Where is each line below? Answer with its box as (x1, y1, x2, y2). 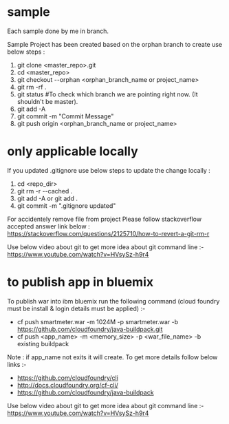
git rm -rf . (17, 83, 47, 91)
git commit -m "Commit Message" (17, 112, 114, 120)
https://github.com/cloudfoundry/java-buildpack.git (17, 325, 163, 333)
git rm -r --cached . (17, 187, 73, 195)
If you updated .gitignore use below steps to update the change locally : (7, 166, 211, 174)
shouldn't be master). (17, 97, 78, 105)
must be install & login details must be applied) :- (7, 304, 146, 312)
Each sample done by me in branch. (7, 27, 109, 35)
